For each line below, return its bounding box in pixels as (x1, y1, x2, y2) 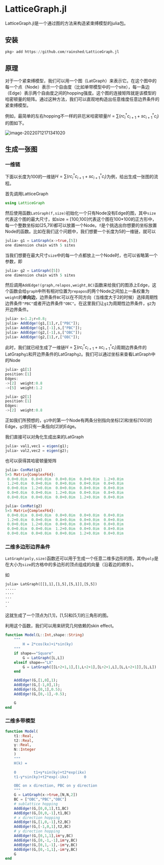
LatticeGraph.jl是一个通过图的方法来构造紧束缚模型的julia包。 (5, 20, 129, 26)
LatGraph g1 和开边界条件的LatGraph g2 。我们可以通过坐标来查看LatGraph (5, 351, 152, 357)
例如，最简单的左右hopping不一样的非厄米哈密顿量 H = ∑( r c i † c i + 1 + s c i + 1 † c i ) (5, 112, 159, 120)
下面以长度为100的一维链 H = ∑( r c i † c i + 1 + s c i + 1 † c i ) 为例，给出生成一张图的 (5, 172, 154, 181)
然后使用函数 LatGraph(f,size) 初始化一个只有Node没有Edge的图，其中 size (5, 210, 156, 216)
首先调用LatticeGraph (5, 191, 48, 197)
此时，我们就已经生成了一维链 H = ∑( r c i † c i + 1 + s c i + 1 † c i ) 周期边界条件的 (5, 343, 147, 351)
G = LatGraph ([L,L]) (23, 655, 65, 660)
